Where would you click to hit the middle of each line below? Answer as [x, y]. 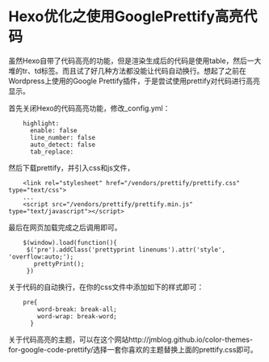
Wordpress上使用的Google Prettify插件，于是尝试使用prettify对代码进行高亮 [134, 81]
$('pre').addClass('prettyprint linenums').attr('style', [126, 250]
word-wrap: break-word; [77, 316]
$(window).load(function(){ [70, 242]
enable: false [54, 130]
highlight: [41, 123]
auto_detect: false [62, 145]
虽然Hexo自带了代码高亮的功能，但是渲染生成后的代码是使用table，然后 [128, 61]
